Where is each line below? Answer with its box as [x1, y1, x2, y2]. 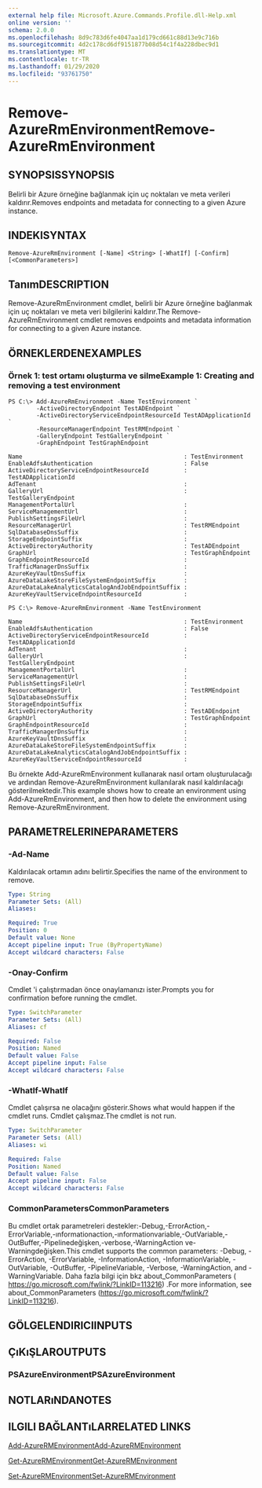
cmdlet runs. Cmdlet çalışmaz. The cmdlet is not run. [8, 1111, 176, 1121]
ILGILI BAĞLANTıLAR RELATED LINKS [8, 1420, 191, 1433]
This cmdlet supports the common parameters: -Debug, [66, 1246, 247, 1255]
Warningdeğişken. [8, 1246, 67, 1255]
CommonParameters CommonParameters [8, 1203, 170, 1214]
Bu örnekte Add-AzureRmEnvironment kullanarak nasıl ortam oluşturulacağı [8, 769, 253, 778]
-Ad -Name [8, 849, 49, 860]
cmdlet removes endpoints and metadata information [79, 315, 252, 325]
